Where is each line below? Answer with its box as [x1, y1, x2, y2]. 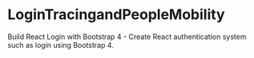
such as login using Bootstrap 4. [7, 40, 114, 49]
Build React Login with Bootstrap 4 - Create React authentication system [7, 32, 247, 41]
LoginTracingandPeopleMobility [7, 6, 225, 24]
